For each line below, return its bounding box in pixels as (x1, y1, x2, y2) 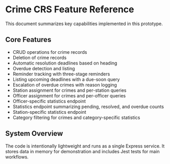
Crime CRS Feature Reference (5, 4, 134, 15)
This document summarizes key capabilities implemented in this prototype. (5, 20, 163, 27)
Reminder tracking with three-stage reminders (12, 71, 110, 77)
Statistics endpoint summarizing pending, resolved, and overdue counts (12, 104, 164, 110)
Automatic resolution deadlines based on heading (12, 60, 117, 66)
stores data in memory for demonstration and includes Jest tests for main (5, 148, 160, 154)
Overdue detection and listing (12, 65, 75, 71)
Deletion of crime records (12, 54, 67, 60)
